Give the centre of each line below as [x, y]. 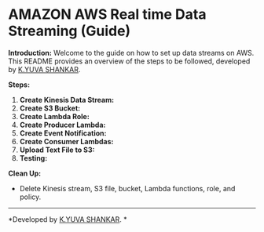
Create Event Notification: [63, 133]
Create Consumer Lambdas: [66, 141]
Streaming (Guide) [70, 31]
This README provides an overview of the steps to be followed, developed [129, 61]
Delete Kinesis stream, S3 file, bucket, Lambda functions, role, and [127, 188]
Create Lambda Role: [55, 116]
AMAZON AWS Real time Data [107, 14]
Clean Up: [25, 173]
